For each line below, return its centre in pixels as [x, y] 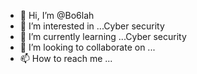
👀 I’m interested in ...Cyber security [92, 26]
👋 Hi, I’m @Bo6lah [57, 15]
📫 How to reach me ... [66, 58]
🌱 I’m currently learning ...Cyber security [103, 36]
